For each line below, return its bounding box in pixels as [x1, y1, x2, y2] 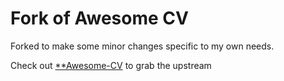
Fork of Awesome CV [10, 7, 189, 30]
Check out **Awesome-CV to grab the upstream [10, 59, 212, 71]
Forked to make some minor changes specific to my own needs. [10, 40, 275, 52]
